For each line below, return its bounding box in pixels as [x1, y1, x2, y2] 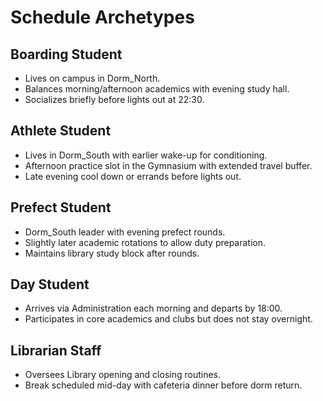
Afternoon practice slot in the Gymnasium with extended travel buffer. [24, 159, 313, 171]
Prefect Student [10, 199, 112, 216]
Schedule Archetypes [10, 6, 195, 29]
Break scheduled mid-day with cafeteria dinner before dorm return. [24, 379, 303, 391]
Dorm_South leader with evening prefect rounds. [24, 226, 226, 238]
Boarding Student [10, 46, 123, 63]
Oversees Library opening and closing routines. [24, 369, 222, 381]
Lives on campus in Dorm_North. [24, 72, 161, 84]
